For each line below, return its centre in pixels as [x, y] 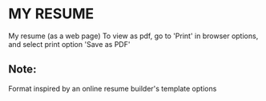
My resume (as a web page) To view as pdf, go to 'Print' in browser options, [133, 36]
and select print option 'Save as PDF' [69, 44]
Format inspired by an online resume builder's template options [113, 88]
